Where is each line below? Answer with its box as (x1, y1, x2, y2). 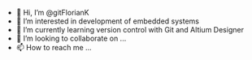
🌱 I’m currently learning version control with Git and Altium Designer (15, 25, 244, 34)
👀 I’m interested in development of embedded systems (15, 16, 199, 26)
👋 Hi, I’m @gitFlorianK (15, 8, 89, 17)
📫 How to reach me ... (15, 43, 92, 52)
